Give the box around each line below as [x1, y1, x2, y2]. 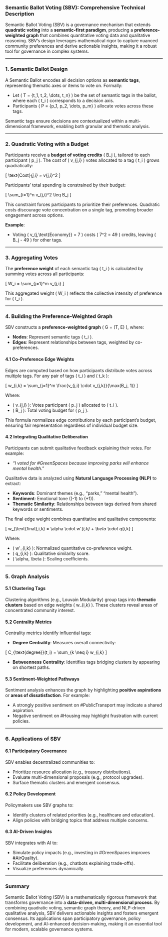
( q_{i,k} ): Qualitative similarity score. [12, 550, 90, 556]
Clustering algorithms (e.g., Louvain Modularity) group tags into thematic [5, 597, 156, 603]
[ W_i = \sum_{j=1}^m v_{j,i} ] [5, 281, 64, 287]
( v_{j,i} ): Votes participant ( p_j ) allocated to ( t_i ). [12, 402, 118, 408]
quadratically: [5, 162, 33, 168]
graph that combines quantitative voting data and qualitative [25, 32, 150, 39]
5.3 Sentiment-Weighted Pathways [5, 676, 80, 682]
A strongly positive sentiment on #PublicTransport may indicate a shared [12, 702, 162, 708]
